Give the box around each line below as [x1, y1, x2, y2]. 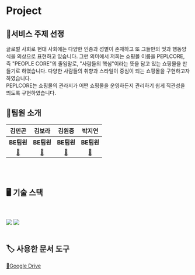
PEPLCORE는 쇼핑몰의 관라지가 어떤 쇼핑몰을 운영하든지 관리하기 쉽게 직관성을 [6, 82, 186, 89]
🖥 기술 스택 [6, 188, 43, 198]
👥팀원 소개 [6, 108, 42, 118]
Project [6, 4, 42, 18]
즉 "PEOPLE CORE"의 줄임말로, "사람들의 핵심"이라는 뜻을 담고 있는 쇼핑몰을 [6, 60, 182, 67]
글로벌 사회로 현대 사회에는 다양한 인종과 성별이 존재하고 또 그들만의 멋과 [6, 46, 171, 52]
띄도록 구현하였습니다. [6, 90, 57, 96]
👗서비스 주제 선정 [6, 29, 64, 39]
